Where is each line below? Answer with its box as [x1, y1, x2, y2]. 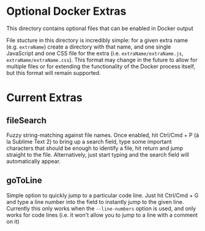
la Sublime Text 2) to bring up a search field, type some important [6, 138, 172, 145]
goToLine [6, 175, 42, 186]
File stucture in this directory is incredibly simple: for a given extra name [6, 36, 188, 44]
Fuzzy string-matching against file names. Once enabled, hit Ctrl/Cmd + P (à [6, 131, 199, 139]
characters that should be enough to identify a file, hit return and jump [6, 144, 184, 152]
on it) [6, 217, 20, 225]
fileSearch [6, 115, 47, 125]
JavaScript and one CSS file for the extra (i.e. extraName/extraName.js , [6, 49, 184, 57]
